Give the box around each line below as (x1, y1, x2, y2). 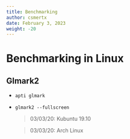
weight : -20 (6, 25, 36, 32)
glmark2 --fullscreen (14, 105, 69, 111)
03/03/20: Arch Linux (29, 127, 84, 134)
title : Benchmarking (6, 8, 58, 15)
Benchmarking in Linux (6, 52, 124, 65)
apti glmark (14, 93, 45, 99)
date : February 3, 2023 (6, 20, 66, 26)
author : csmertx (6, 15, 47, 21)
